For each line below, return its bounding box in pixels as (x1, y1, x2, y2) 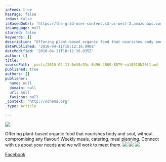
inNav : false (5, 16, 32, 21)
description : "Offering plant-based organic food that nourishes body (5, 40, 154, 44)
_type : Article (5, 104, 37, 109)
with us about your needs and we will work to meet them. (5, 142, 122, 148)
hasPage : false (5, 12, 37, 17)
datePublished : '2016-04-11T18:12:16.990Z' (5, 44, 96, 49)
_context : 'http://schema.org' (5, 99, 70, 104)
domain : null (9, 85, 37, 90)
